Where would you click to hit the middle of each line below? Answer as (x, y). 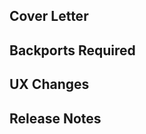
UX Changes (49, 84)
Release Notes (55, 118)
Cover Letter (49, 16)
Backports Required (72, 50)
